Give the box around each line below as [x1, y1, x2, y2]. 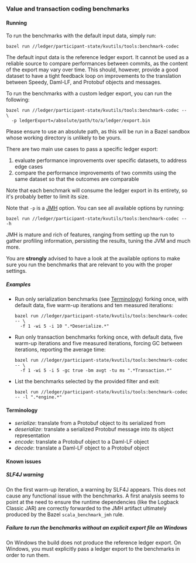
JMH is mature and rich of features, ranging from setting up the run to [6, 231, 174, 238]
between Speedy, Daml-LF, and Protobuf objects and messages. [6, 78, 162, 86]
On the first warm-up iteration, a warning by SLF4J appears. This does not [6, 486, 186, 493]
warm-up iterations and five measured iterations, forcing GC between [14, 340, 183, 347]
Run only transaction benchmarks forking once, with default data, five [14, 334, 183, 341]
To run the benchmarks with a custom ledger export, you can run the [6, 90, 172, 97]
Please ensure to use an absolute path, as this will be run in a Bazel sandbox [6, 128, 190, 135]
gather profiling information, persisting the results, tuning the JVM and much [6, 238, 191, 245]
